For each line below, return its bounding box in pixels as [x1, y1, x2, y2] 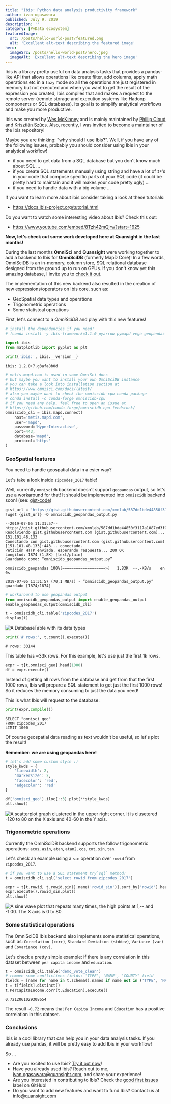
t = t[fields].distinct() [5, 983, 60, 988]
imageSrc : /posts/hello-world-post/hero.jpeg [10, 50, 108, 55]
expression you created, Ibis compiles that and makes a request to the [5, 90, 153, 97]
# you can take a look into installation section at [5, 382, 120, 387]
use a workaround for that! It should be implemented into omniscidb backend [5, 492, 166, 498]
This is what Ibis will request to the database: [5, 697, 100, 703]
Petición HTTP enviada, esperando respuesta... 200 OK [5, 548, 124, 553]
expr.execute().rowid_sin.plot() [5, 889, 76, 894]
